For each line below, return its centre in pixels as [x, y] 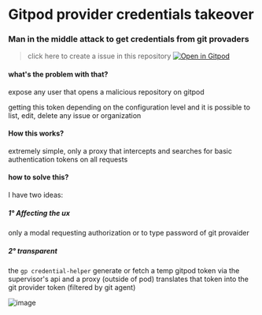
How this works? [36, 133]
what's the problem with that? [58, 74]
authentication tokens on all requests [68, 159]
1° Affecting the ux [39, 213]
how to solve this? [39, 177]
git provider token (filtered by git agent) [72, 287]
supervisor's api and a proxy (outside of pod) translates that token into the [129, 279]
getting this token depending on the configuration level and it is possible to [129, 107]
